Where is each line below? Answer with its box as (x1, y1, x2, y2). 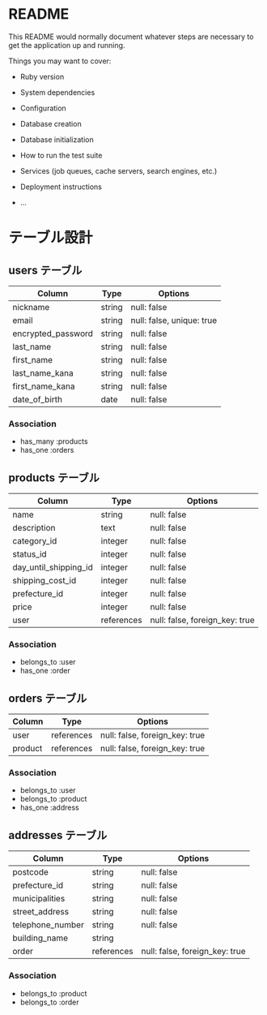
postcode (12, 867, 49, 878)
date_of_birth (12, 394, 63, 405)
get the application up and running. (8, 40, 125, 49)
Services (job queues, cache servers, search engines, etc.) (19, 166, 218, 175)
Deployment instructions (19, 182, 103, 191)
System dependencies (19, 87, 95, 97)
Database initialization (19, 135, 95, 144)
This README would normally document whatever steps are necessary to (8, 32, 254, 41)
